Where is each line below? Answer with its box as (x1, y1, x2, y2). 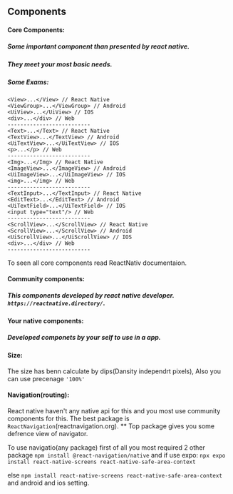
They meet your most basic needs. (7, 60, 113, 69)
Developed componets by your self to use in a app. (7, 333, 162, 341)
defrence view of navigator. (7, 430, 88, 438)
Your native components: (7, 317, 84, 326)
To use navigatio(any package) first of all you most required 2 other (7, 443, 205, 452)
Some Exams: (7, 78, 49, 86)
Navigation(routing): (7, 390, 70, 399)
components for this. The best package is (7, 414, 130, 423)
